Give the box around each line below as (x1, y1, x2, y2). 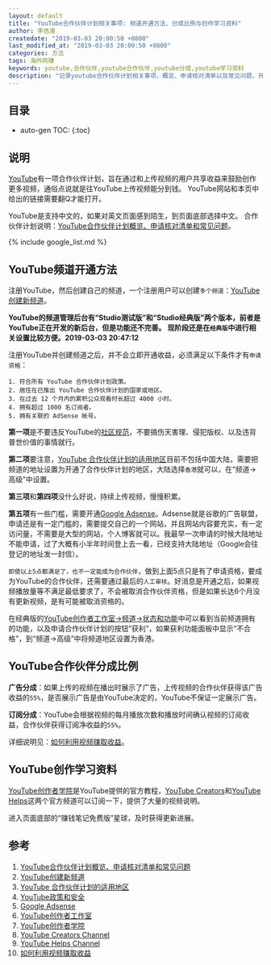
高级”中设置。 (8, 475, 55, 485)
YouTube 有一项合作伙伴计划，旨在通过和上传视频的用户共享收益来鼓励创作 (8, 174, 256, 184)
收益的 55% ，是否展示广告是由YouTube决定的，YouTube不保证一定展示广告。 (8, 693, 261, 702)
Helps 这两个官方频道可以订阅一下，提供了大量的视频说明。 (8, 796, 204, 805)
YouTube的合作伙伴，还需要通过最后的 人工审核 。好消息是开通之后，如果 (15, 576, 252, 586)
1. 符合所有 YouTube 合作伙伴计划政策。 (8, 378, 131, 386)
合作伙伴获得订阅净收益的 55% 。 (22, 719, 126, 730)
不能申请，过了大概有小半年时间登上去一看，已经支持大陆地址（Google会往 (8, 539, 259, 549)
